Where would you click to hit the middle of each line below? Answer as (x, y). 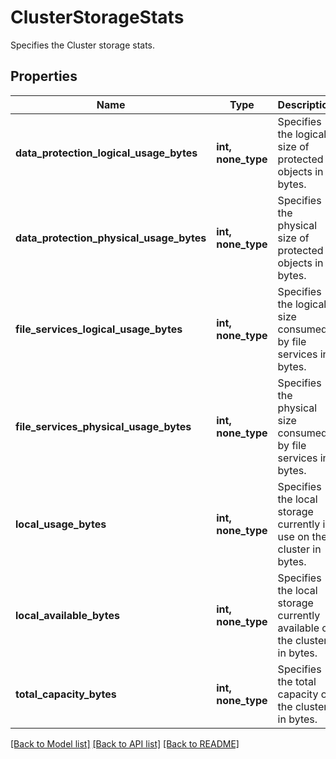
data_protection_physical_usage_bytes (111, 238)
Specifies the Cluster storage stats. (83, 45)
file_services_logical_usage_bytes (99, 329)
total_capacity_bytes (66, 694)
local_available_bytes (67, 615)
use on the (302, 536)
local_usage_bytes (61, 524)
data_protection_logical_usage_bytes (106, 153)
